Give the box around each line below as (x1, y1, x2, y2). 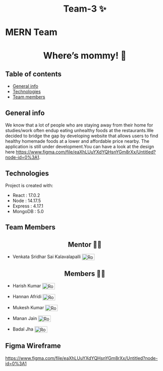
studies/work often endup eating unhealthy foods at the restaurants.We (5, 128, 154, 134)
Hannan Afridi (12, 294, 42, 300)
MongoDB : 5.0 (12, 209, 44, 214)
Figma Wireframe (5, 342, 62, 350)
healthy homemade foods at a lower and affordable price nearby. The (5, 138, 150, 144)
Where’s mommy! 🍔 (43, 50, 127, 61)
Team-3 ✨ (63, 3, 106, 15)
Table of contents (5, 69, 62, 78)
